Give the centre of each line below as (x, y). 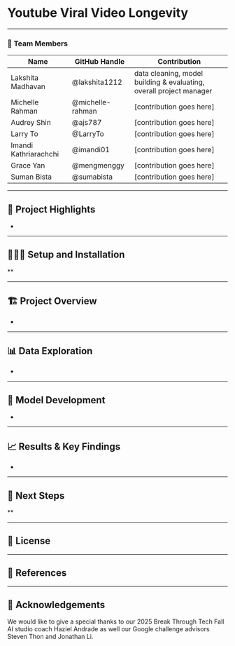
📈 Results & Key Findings (64, 446)
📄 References (37, 573)
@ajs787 (87, 123)
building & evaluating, (169, 82)
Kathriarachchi (35, 154)
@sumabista (93, 177)
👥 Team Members (38, 43)
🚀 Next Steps (36, 496)
